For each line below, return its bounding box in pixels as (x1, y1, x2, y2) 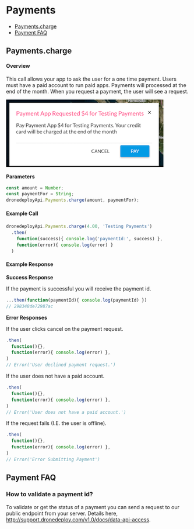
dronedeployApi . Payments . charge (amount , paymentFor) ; (6, 197, 140, 203)
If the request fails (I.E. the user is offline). (6, 420, 107, 427)
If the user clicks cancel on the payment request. (6, 325, 124, 332)
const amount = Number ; (6, 185, 64, 191)
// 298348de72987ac (6, 303, 54, 309)
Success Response (6, 274, 54, 281)
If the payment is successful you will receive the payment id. (6, 285, 151, 292)
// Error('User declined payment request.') (6, 362, 116, 368)
